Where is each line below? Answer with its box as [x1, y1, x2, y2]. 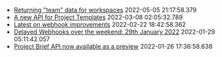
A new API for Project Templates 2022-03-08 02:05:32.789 [13, 13, 183, 21]
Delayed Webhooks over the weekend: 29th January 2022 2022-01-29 [13, 27, 215, 36]
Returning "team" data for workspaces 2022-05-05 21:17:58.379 [13, 6, 197, 14]
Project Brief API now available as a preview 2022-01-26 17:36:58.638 [13, 43, 213, 50]
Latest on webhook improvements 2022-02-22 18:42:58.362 [13, 21, 186, 28]
